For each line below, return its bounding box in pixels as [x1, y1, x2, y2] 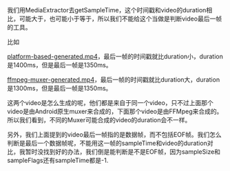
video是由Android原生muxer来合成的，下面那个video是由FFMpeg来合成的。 [7, 107, 223, 115]
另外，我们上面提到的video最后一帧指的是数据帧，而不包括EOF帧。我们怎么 [7, 130, 222, 139]
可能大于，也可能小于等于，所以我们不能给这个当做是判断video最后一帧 [19, 14, 222, 23]
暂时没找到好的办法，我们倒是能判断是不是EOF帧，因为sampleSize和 [25, 148, 221, 156]
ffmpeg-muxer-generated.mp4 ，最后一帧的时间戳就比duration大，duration [7, 76, 220, 84]
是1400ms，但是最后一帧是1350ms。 [7, 61, 112, 69]
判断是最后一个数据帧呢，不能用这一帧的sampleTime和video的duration [7, 139, 208, 147]
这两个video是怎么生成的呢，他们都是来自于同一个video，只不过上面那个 [7, 99, 213, 106]
